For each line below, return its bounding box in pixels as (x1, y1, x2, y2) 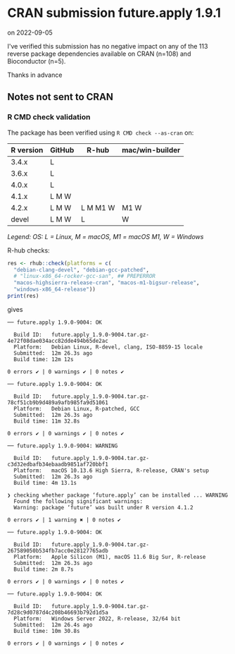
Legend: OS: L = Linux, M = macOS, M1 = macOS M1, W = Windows (7, 232, 204, 241)
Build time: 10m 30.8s (13, 627, 80, 634)
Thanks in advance (7, 71, 63, 79)
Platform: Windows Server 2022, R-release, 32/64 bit (13, 615, 181, 622)
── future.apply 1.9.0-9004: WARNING (7, 442, 118, 449)
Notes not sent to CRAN (7, 91, 114, 103)
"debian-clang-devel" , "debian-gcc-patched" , (13, 266, 150, 273)
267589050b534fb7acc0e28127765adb (7, 547, 109, 555)
